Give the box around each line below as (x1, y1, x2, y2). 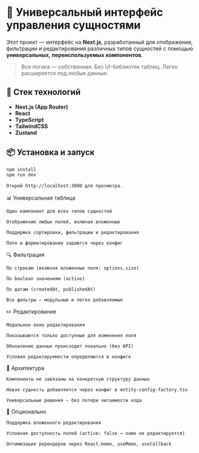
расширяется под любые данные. (21, 69, 109, 76)
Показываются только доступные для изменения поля (6, 333, 137, 339)
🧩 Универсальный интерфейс (6, 5, 163, 19)
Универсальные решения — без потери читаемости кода (6, 397, 142, 404)
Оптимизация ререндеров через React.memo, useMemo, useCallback (6, 441, 172, 448)
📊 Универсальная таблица (6, 194, 76, 202)
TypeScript (15, 116, 44, 123)
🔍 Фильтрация (6, 251, 45, 258)
